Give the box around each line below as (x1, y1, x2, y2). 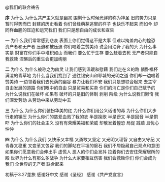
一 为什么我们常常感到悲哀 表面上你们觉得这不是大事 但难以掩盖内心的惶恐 (5, 37, 156, 43)
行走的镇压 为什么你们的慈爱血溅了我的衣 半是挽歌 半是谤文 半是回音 (5, 114, 144, 120)
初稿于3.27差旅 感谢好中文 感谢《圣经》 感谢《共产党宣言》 (5, 172, 126, 177)
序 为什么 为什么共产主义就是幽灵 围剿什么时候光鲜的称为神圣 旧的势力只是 (5, 15, 157, 21)
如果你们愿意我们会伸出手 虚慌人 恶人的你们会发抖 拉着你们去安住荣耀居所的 (5, 149, 160, 154)
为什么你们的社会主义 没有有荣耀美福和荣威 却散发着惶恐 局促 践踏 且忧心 (10, 120, 159, 125)
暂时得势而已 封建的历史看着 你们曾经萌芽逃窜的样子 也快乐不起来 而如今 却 (5, 21, 158, 27)
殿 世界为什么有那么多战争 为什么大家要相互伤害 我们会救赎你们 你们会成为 (5, 155, 157, 161)
